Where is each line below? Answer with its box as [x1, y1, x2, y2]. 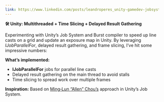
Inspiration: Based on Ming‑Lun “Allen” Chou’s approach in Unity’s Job [5, 86, 148, 92]
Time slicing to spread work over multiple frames [12, 76, 111, 83]
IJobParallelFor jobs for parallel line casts [12, 66, 97, 72]
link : [5, 7, 16, 12]
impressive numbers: [5, 47, 47, 53]
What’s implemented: [5, 57, 50, 63]
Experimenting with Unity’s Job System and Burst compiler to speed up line [5, 32, 157, 38]
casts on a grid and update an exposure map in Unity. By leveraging [5, 37, 142, 43]
